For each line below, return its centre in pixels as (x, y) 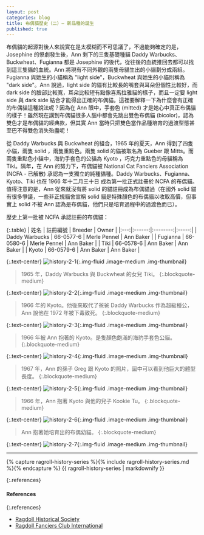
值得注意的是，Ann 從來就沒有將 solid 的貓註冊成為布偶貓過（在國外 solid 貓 (101, 189)
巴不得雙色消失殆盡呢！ (41, 131)
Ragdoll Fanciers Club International (59, 526)
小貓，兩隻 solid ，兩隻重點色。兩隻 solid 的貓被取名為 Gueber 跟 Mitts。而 (100, 151)
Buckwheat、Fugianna (34, 62)
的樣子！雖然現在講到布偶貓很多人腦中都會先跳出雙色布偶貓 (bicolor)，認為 (100, 116)
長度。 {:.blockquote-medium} (59, 376)
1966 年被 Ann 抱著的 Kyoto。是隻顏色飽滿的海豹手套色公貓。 (98, 337)
